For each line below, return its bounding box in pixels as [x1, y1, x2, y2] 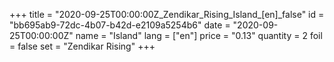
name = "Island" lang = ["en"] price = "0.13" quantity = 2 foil [75, 30, 323, 41]
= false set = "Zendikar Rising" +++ [9, 40, 156, 52]
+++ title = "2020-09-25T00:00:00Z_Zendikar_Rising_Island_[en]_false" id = [9, 9, 325, 20]
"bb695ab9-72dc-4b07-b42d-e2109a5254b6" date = [9, 19, 231, 31]
